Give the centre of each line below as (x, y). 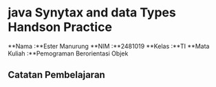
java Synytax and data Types (92, 13)
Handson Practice (60, 27)
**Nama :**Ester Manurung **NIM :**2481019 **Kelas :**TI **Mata (109, 46)
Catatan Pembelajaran (56, 75)
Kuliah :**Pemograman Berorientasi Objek (68, 53)
